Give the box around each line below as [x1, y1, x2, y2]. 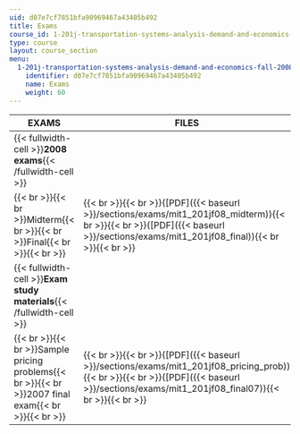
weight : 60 [25, 88, 66, 97]
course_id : [9, 30, 50, 38]
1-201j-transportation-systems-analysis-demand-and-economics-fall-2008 [17, 64, 294, 72]
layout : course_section [9, 47, 98, 55]
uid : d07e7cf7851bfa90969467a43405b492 [9, 13, 158, 22]
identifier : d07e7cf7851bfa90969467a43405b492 [25, 72, 202, 81]
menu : [9, 55, 29, 64]
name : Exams [25, 80, 70, 89]
